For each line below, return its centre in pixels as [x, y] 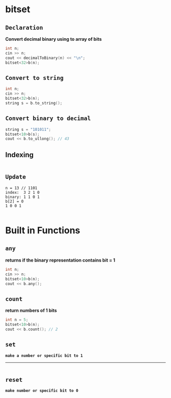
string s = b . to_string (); [34, 103]
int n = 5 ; [17, 320]
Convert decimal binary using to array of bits [53, 39]
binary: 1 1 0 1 [22, 197]
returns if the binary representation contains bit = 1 [60, 260]
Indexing [20, 154]
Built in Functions [43, 231]
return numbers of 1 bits [31, 310]
